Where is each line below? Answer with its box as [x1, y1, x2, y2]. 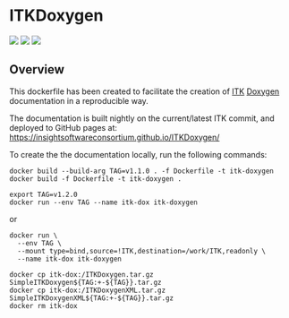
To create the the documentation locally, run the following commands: [9, 149, 268, 159]
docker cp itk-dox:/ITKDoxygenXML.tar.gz [9, 286, 166, 295]
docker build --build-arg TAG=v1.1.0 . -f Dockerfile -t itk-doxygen [9, 167, 275, 176]
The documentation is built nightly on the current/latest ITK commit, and [9, 113, 275, 124]
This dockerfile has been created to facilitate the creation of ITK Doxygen [9, 86, 280, 97]
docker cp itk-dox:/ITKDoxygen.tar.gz [9, 270, 154, 279]
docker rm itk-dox [9, 301, 78, 310]
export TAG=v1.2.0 [9, 190, 78, 199]
